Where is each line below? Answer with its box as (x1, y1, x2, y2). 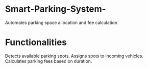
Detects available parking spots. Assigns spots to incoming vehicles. (5, 53, 144, 59)
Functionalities (5, 37, 67, 48)
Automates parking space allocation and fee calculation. (5, 20, 119, 25)
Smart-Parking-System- (5, 3, 106, 15)
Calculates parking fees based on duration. (5, 58, 92, 64)
